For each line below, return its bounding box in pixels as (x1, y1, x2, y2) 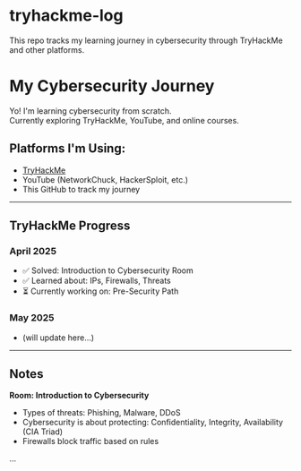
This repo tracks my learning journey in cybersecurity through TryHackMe (9, 35, 284, 46)
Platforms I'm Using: (9, 141, 126, 157)
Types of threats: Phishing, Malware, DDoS (21, 407, 181, 418)
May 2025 (9, 312, 55, 324)
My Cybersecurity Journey (9, 76, 215, 97)
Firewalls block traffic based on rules (21, 436, 159, 447)
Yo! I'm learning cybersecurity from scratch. (9, 105, 172, 116)
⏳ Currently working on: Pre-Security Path (21, 286, 179, 296)
